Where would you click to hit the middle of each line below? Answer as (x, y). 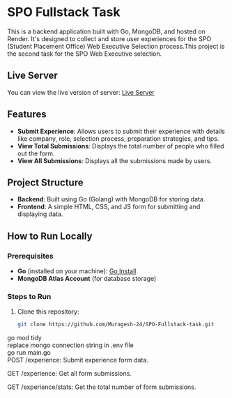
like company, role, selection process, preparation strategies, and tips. (118, 138)
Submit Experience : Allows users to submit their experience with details (121, 131)
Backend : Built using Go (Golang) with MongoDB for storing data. (111, 199)
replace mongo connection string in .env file (70, 345)
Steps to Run (29, 296)
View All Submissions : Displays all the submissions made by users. (115, 160)
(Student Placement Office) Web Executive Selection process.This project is (116, 46)
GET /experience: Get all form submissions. (70, 374)
